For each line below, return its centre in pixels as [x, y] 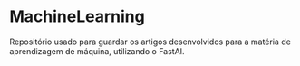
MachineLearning [77, 17]
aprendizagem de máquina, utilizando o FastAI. [97, 51]
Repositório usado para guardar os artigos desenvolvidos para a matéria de [150, 42]
